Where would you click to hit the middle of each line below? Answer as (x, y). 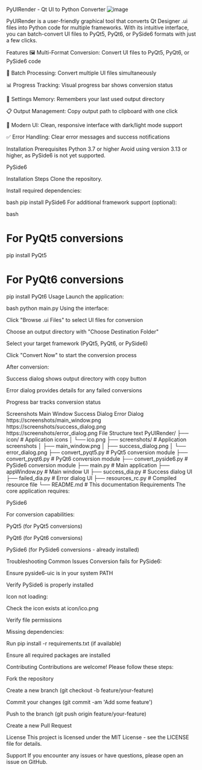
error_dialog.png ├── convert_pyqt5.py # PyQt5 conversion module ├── (97, 452)
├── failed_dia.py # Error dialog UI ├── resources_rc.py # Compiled (91, 478)
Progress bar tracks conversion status (54, 402)
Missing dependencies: (35, 631)
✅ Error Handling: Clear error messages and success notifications (88, 137)
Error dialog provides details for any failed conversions (74, 390)
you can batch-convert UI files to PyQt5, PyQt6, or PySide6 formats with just (101, 34)
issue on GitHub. (27, 762)
